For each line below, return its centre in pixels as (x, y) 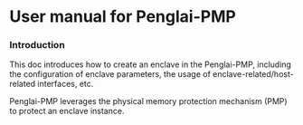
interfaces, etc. (66, 84)
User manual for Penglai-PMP (123, 17)
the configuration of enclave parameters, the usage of (110, 74)
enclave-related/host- (253, 74)
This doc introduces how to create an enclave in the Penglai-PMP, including (151, 64)
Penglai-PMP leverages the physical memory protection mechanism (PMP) (148, 101)
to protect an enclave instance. (67, 111)
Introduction (37, 45)
